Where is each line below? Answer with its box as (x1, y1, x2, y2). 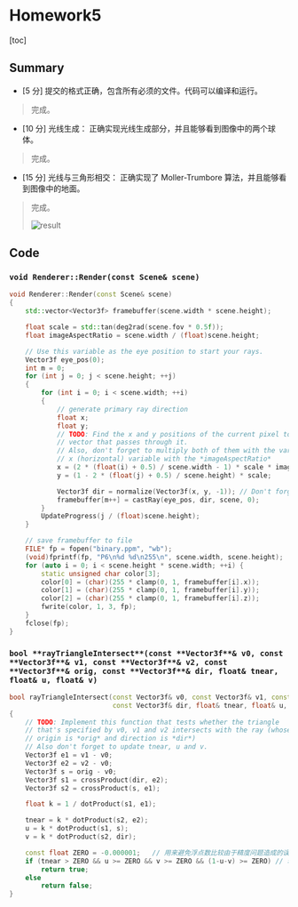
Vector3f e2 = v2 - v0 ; (25, 759, 114, 767)
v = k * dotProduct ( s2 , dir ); (25, 832, 137, 841)
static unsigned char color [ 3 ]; (41, 569, 161, 578)
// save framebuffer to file (25, 536, 133, 545)
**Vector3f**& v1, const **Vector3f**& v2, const (9, 657, 228, 667)
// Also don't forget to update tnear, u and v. (25, 742, 208, 751)
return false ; (41, 881, 93, 890)
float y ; (56, 421, 90, 430)
